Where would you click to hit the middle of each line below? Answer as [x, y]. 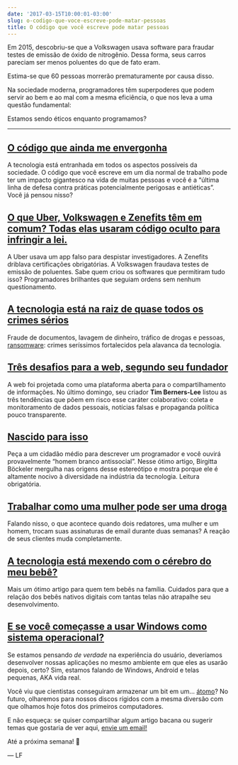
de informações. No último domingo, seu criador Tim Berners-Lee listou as [117, 392]
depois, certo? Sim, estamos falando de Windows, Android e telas [103, 670]
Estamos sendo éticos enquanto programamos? [77, 119]
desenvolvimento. [33, 604]
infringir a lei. [38, 240]
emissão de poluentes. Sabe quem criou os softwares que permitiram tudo [116, 272]
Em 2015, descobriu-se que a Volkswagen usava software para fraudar [111, 48]
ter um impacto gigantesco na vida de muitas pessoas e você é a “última [113, 180]
